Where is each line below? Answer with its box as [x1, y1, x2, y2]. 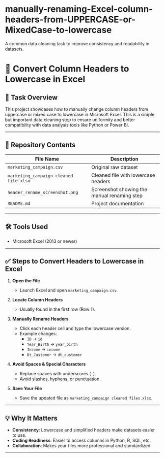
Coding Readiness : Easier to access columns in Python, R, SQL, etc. [12, 437, 151, 444]
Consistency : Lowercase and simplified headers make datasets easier [12, 427, 155, 433]
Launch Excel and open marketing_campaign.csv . [19, 287, 118, 294]
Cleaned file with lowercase [91, 171, 156, 178]
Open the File [12, 278, 40, 284]
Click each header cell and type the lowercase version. [19, 326, 131, 331]
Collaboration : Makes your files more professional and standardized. [12, 443, 152, 449]
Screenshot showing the [91, 186, 148, 193]
